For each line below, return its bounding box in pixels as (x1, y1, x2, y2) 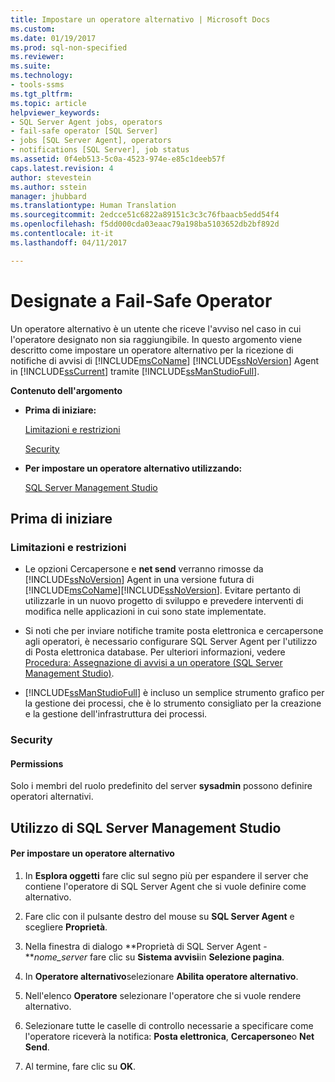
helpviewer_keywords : (10, 107, 101, 118)
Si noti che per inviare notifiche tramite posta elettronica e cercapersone (24, 625, 324, 637)
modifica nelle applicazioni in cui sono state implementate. (24, 606, 267, 618)
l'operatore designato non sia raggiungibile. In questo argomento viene (10, 333, 303, 345)
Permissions (10, 757, 64, 770)
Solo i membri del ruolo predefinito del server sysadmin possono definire (10, 780, 313, 792)
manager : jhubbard (10, 191, 87, 201)
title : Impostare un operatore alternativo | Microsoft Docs (10, 14, 271, 25)
